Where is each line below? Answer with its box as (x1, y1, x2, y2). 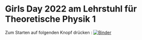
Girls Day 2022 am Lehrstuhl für (5, 3, 137, 14)
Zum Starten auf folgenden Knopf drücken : (5, 29, 92, 35)
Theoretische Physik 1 (5, 13, 96, 25)
